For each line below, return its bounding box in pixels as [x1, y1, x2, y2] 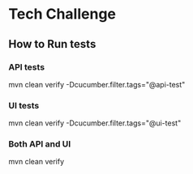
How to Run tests [8, 37, 96, 51]
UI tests [8, 100, 40, 111]
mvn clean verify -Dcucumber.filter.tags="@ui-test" [8, 118, 182, 128]
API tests [8, 62, 45, 73]
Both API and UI [8, 138, 71, 150]
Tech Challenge [8, 5, 116, 23]
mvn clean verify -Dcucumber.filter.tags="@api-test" [8, 79, 186, 89]
